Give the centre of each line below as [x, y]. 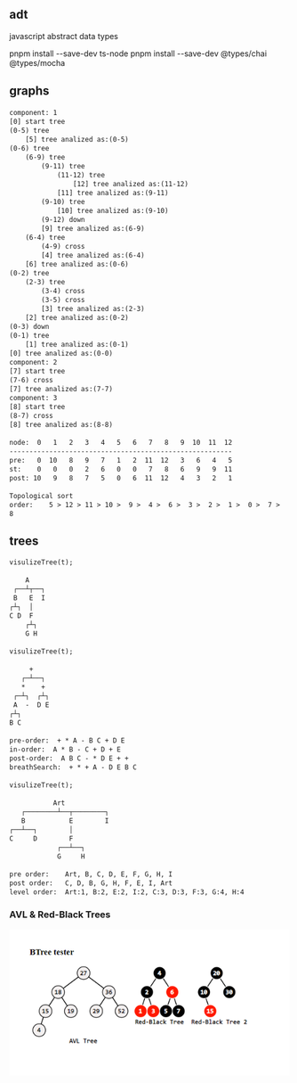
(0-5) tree [29, 130]
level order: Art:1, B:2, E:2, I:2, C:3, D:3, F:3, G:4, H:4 [127, 892]
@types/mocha [37, 62]
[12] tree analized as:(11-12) [131, 184]
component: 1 [33, 112]
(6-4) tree [45, 237]
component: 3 [33, 398]
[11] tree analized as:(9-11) [112, 193]
